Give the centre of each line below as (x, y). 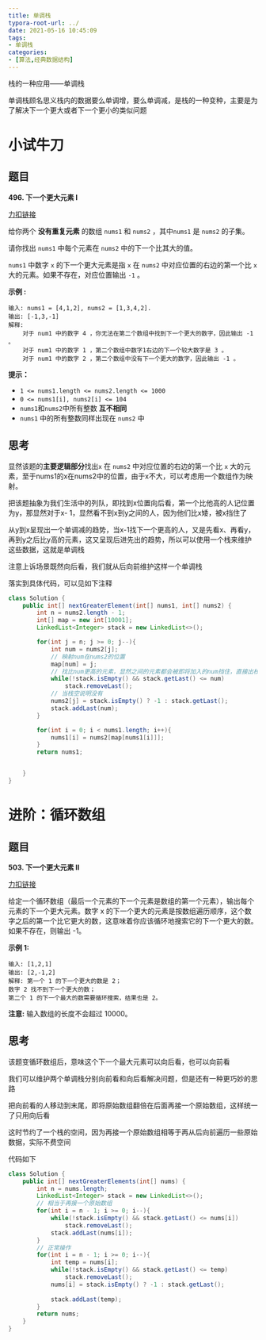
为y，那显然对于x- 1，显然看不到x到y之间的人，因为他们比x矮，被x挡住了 (128, 513)
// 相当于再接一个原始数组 (74, 1204)
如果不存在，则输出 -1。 (47, 931)
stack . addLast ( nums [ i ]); (91, 1233)
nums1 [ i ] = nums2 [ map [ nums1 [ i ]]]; (107, 737)
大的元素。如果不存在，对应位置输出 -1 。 (76, 275)
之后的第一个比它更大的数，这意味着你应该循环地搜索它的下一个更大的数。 (136, 920)
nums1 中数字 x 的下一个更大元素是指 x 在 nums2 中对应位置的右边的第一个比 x (133, 265)
